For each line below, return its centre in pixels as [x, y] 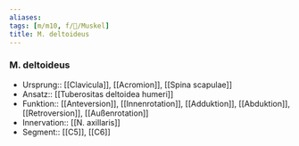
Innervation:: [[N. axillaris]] [71, 122]
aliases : [25, 17]
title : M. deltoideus [50, 34]
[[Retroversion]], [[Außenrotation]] [85, 113]
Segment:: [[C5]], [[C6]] [66, 132]
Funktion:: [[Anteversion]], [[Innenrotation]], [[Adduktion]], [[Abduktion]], [156, 103]
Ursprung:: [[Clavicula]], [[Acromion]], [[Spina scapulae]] [127, 85]
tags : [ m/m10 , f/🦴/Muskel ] [59, 26]
